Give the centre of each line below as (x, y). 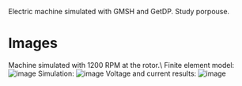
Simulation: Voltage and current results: (117, 73)
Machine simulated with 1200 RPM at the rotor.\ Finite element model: (121, 65)
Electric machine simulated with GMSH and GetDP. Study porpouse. (119, 11)
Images (33, 43)
